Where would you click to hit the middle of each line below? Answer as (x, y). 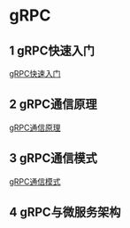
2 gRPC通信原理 (53, 105)
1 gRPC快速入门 (52, 50)
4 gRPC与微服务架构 (65, 212)
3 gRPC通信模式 (53, 158)
